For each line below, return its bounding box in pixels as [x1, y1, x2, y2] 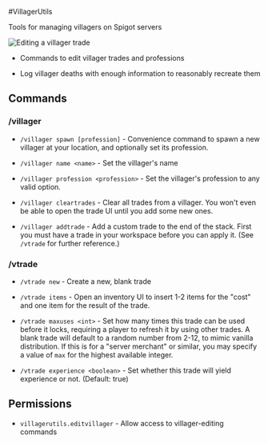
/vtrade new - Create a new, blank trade [19, 276, 152, 286]
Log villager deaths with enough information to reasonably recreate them [19, 69, 261, 78]
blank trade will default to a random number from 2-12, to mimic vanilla [19, 333, 254, 342]
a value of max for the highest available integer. [19, 349, 174, 359]
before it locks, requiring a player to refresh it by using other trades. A [19, 324, 250, 334]
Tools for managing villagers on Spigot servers [8, 22, 162, 31]
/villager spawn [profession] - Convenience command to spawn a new [19, 134, 260, 143]
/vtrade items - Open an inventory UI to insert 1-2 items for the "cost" [19, 292, 251, 301]
